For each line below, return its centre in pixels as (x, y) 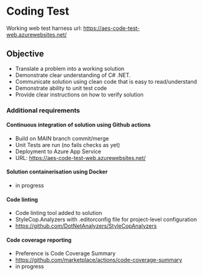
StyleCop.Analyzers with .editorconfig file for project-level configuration (106, 220)
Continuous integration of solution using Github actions (79, 125)
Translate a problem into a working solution (70, 68)
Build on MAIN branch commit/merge (62, 138)
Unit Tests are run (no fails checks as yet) (68, 145)
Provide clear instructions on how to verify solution (79, 94)
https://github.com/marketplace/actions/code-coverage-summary (98, 260)
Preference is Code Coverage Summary (65, 253)
